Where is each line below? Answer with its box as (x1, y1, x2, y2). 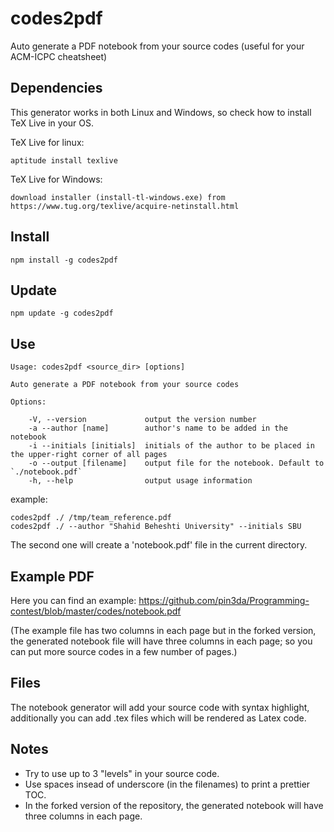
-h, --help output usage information (28, 476, 253, 486)
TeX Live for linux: (10, 136, 85, 148)
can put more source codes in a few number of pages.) (10, 646, 238, 657)
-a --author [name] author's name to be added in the (28, 423, 288, 434)
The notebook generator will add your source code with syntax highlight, (10, 701, 310, 713)
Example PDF (10, 568, 95, 585)
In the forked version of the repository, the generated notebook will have (24, 799, 324, 811)
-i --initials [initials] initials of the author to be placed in (28, 441, 315, 451)
